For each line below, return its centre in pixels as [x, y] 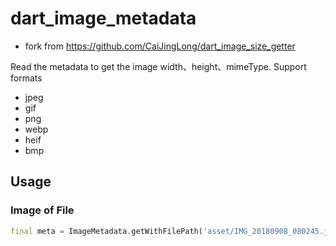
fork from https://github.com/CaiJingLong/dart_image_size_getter [160, 46]
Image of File [42, 210]
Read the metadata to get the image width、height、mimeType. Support [158, 66]
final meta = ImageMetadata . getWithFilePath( [106, 231]
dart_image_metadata [103, 18]
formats [26, 78]
